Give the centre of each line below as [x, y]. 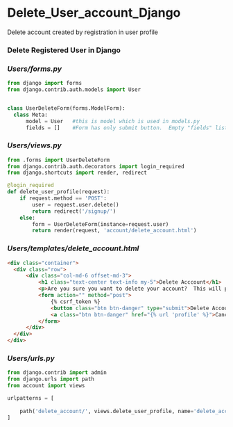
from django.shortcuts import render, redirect [77, 173]
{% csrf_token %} [76, 301]
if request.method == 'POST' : [63, 199]
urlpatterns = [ [31, 398]
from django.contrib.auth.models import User [74, 90]
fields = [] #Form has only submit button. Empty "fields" [119, 128]
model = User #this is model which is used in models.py [112, 121]
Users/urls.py [31, 358]
